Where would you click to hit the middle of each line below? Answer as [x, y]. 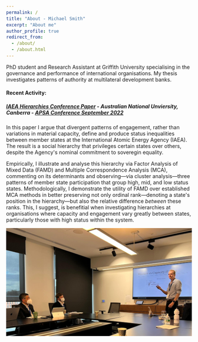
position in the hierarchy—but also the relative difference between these [94, 201]
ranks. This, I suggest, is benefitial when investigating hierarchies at [88, 207]
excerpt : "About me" [32, 25]
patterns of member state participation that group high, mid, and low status [97, 183]
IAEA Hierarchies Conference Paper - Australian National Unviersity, [92, 106]
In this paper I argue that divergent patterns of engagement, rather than [93, 128]
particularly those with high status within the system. [70, 220]
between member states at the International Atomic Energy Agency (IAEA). [97, 140]
